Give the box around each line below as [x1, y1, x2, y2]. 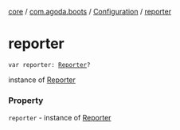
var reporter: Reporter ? [8, 61, 91, 69]
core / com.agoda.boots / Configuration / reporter [8, 7, 172, 16]
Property [8, 95, 44, 106]
